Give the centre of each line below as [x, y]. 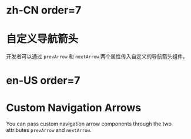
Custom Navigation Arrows [74, 107]
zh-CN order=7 [44, 10]
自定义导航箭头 [42, 39]
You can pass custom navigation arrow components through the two [89, 124]
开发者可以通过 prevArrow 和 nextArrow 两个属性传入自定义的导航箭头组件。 [97, 57]
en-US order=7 [43, 81]
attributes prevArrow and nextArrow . [49, 130]
